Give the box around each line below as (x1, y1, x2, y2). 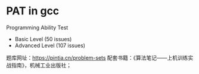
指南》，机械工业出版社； (11, 61, 71, 69)
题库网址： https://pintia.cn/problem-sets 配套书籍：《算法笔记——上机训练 (6, 54, 189, 61)
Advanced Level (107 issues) (14, 42, 85, 49)
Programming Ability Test (6, 24, 69, 31)
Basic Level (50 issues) (14, 35, 72, 42)
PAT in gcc (6, 4, 60, 18)
